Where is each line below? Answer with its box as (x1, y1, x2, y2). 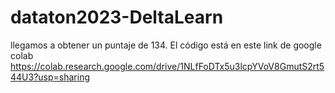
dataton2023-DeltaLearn (10, 6, 224, 29)
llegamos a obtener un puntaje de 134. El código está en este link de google (10, 39, 322, 51)
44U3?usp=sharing (10, 71, 90, 83)
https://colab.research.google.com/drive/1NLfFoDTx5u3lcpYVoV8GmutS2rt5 (10, 60, 325, 72)
